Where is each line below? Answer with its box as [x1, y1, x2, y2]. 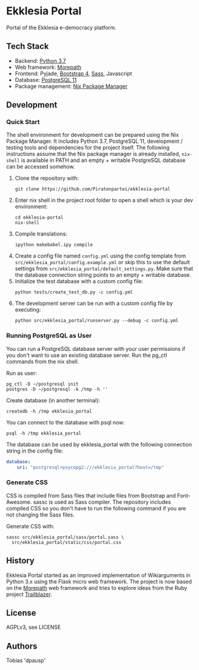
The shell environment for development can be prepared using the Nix [6, 131, 179, 139]
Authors [6, 641, 38, 651]
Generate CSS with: [6, 522, 55, 530]
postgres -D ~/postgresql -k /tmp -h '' [6, 386, 109, 392]
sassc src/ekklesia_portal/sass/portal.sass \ [6, 534, 124, 540]
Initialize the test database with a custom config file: [14, 278, 143, 285]
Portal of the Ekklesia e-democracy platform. [6, 24, 117, 31]
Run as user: [6, 369, 37, 377]
